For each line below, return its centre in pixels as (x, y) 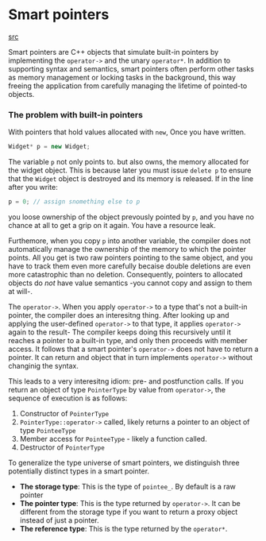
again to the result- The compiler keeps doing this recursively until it (120, 332)
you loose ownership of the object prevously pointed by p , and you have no (131, 217)
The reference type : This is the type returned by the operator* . (123, 528)
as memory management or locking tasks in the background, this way (122, 77)
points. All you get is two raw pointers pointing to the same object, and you (131, 257)
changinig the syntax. (44, 365)
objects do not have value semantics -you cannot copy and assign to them (130, 283)
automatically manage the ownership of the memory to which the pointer (127, 249)
